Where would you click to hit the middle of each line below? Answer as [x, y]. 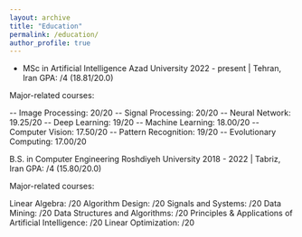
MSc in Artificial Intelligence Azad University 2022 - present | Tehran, [152, 68]
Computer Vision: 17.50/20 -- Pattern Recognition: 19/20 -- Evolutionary [143, 132]
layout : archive [40, 18]
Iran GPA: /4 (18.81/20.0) [68, 78]
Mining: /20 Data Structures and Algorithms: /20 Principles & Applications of [151, 214]
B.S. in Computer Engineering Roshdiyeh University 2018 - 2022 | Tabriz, [145, 160]
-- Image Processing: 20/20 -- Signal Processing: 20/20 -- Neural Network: [150, 113]
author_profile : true [50, 43]
